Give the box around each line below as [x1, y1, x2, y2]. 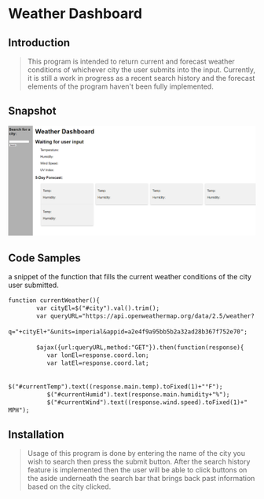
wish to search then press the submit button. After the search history [27, 457, 251, 467]
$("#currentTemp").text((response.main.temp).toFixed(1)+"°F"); [8, 383, 223, 391]
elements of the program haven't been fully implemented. [27, 82, 214, 91]
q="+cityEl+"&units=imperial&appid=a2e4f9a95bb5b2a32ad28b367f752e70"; [8, 328, 247, 336]
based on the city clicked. [27, 482, 112, 491]
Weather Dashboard [8, 5, 143, 23]
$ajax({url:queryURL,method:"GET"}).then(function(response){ [36, 344, 244, 351]
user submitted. [8, 280, 59, 290]
